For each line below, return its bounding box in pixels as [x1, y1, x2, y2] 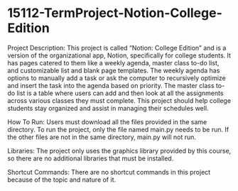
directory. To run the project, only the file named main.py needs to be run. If [7, 125, 229, 133]
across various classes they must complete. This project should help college [7, 96, 232, 104]
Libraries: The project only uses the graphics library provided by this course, [7, 146, 232, 155]
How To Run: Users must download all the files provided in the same [7, 117, 207, 126]
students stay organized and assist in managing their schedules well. [7, 104, 209, 112]
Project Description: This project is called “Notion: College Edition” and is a [7, 43, 227, 52]
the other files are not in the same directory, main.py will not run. [7, 133, 197, 141]
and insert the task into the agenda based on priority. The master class [7, 81, 215, 89]
